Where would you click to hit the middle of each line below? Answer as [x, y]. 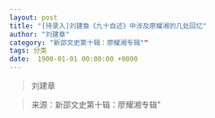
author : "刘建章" [39, 34]
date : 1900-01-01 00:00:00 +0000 [74, 59]
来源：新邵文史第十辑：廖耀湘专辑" [96, 105]
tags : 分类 [28, 51]
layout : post [34, 17]
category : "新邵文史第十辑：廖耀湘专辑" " [79, 42]
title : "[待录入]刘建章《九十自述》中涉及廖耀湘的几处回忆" [108, 26]
